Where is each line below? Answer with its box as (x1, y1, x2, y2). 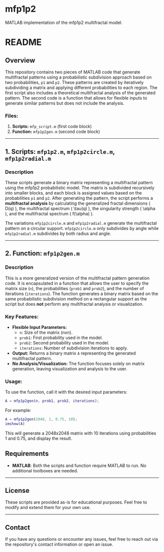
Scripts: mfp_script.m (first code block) (12, 124, 92, 129)
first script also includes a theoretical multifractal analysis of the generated (5, 89, 156, 96)
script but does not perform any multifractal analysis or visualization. (5, 301, 144, 307)
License (5, 487, 30, 495)
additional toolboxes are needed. (12, 467, 79, 473)
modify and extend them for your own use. (5, 505, 91, 510)
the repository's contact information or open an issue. (5, 541, 113, 548)
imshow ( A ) (5, 421, 25, 426)
